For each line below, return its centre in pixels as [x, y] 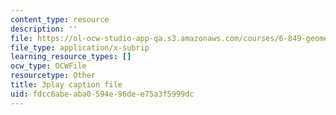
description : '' [44, 29]
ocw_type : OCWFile [48, 66]
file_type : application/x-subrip [80, 47]
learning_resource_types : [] [71, 57]
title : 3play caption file [66, 85]
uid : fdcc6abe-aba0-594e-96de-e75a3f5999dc [102, 94]
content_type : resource [60, 19]
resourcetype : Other [53, 76]
